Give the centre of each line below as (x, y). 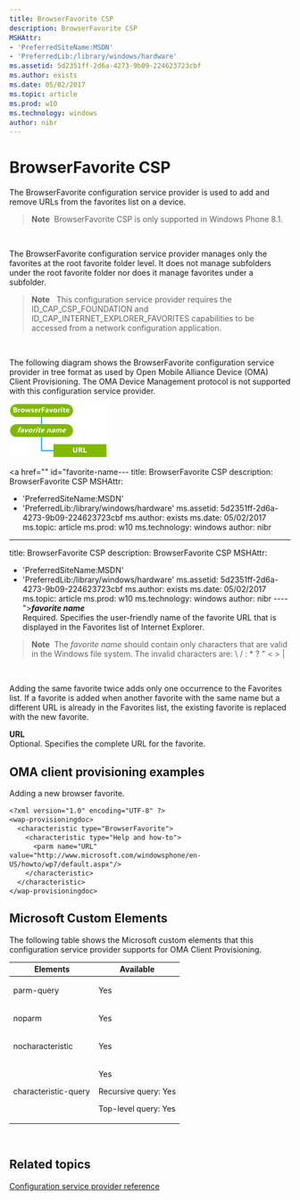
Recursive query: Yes (137, 1092)
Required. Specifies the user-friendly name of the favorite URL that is (149, 618)
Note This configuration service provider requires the (131, 300)
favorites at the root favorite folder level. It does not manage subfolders (141, 263)
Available (137, 970)
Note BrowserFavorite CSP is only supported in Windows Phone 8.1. (157, 220)
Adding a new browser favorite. (67, 793)
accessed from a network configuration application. (126, 328)
